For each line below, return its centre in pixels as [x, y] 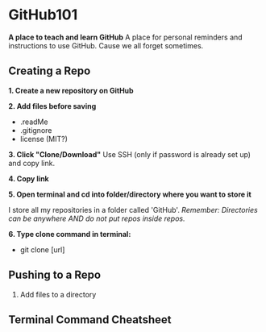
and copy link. [31, 163]
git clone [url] [42, 249]
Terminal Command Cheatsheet [90, 320]
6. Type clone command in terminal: [70, 234]
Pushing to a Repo [55, 275]
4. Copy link [29, 178]
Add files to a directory [58, 294]
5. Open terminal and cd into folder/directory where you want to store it [130, 194]
